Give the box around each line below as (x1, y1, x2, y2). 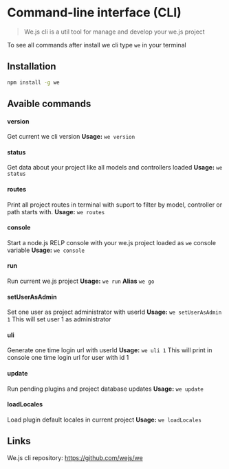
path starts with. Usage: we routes (7, 207, 105, 216)
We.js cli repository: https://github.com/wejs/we (7, 453, 143, 461)
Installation (7, 60, 56, 73)
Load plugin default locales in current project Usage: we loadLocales (7, 415, 201, 424)
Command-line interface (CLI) (7, 5, 182, 21)
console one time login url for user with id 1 (7, 354, 129, 362)
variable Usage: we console (7, 246, 85, 254)
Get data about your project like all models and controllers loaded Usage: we (7, 163, 223, 172)
